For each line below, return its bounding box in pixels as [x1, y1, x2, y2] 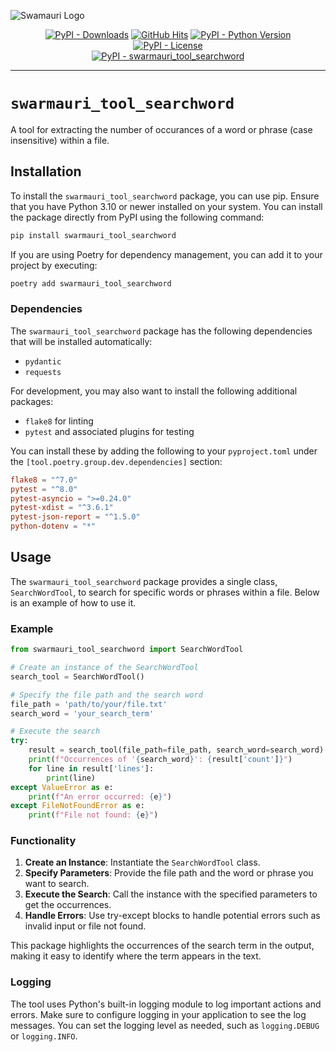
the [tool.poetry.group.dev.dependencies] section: [10, 455, 223, 467]
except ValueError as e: [10, 782, 114, 792]
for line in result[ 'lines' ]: [28, 763, 155, 774]
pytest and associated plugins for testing [24, 425, 195, 437]
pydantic [24, 356, 62, 367]
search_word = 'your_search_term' [10, 708, 155, 719]
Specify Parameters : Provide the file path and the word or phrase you [24, 867, 314, 879]
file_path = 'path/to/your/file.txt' [10, 699, 168, 709]
